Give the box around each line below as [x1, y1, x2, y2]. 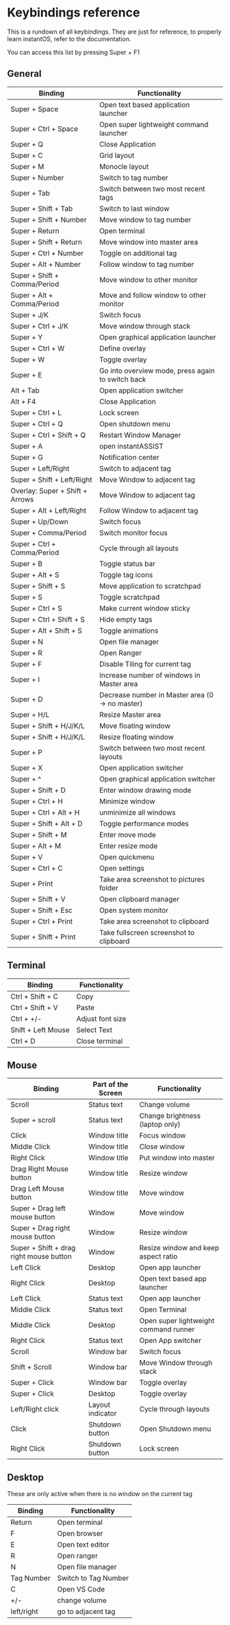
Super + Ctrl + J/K [10, 321, 68, 331]
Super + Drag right [10, 1224, 71, 1233]
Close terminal [76, 1036, 123, 1046]
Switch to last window [99, 204, 170, 213]
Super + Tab [10, 188, 50, 198]
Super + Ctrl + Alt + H [10, 808, 80, 817]
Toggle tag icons [99, 570, 153, 579]
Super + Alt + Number [10, 259, 81, 269]
